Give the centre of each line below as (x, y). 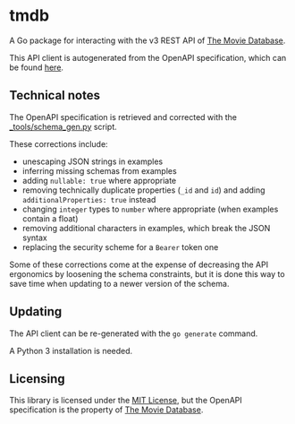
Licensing (37, 379)
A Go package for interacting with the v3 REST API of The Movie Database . (147, 40)
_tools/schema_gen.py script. (63, 126)
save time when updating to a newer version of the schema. (119, 283)
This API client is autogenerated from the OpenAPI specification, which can (148, 57)
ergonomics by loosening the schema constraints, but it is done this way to (147, 273)
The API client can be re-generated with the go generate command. (134, 333)
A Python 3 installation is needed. (71, 350)
